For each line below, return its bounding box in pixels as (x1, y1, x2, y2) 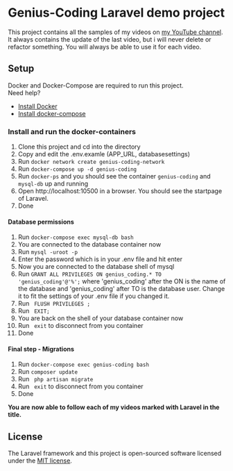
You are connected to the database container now (17, 240, 162, 249)
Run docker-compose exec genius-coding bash (17, 360, 150, 369)
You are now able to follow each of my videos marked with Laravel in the (8, 403, 220, 411)
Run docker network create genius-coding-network (17, 158, 165, 166)
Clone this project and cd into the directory (17, 142, 141, 151)
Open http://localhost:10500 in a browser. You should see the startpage (17, 187, 223, 195)
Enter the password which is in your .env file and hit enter (17, 255, 183, 263)
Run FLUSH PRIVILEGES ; (17, 299, 91, 308)
